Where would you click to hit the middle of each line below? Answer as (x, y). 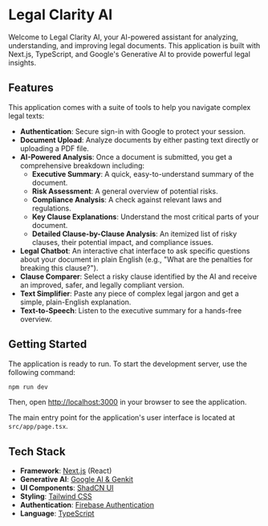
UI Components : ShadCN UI (67, 488)
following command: (42, 372)
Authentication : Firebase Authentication (87, 505)
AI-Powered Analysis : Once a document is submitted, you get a (126, 157)
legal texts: (26, 116)
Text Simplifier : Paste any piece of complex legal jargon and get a (129, 293)
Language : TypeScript (57, 514)
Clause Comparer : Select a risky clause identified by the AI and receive (138, 276)
